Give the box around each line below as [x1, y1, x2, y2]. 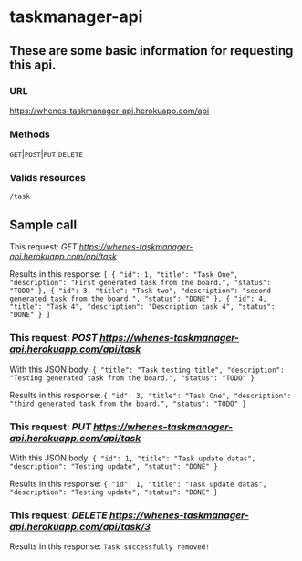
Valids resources [9, 172, 87, 185]
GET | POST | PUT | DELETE [9, 149, 84, 160]
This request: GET [9, 241, 78, 252]
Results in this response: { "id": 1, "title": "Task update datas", [9, 478, 267, 489]
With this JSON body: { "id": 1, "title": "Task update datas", [9, 452, 256, 463]
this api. [9, 57, 57, 72]
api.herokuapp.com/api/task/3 [9, 520, 151, 533]
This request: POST [9, 332, 99, 344]
